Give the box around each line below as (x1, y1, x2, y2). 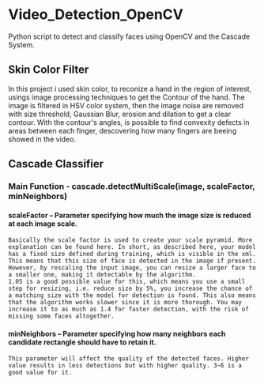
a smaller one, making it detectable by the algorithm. (8, 271, 196, 279)
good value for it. (8, 369, 73, 377)
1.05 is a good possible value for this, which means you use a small (8, 278, 246, 286)
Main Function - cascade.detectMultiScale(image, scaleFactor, (8, 181, 255, 192)
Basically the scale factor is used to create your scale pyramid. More (8, 236, 253, 244)
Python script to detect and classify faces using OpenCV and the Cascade (8, 32, 251, 41)
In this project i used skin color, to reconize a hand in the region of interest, (8, 84, 252, 93)
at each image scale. (8, 219, 77, 228)
